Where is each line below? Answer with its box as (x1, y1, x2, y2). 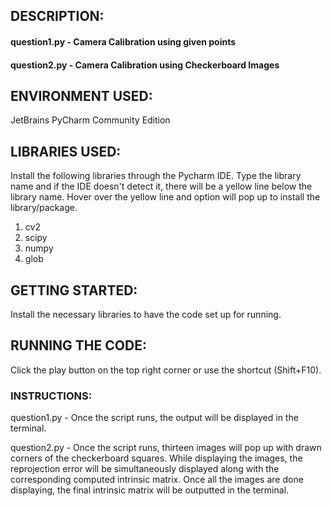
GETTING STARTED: (10, 282, 138, 299)
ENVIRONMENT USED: (10, 87, 153, 104)
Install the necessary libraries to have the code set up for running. (10, 309, 282, 321)
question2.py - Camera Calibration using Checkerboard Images (10, 59, 280, 71)
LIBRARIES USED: (10, 143, 122, 160)
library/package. (10, 202, 78, 214)
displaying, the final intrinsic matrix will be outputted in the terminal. (10, 484, 290, 496)
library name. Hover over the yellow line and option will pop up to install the (10, 191, 321, 203)
